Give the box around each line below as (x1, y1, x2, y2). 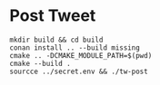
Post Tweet (9, 5, 96, 26)
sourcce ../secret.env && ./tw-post (9, 67, 148, 76)
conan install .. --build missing (9, 42, 141, 52)
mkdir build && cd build (9, 35, 104, 44)
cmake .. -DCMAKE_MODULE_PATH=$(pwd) (9, 51, 153, 60)
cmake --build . (9, 59, 71, 68)
